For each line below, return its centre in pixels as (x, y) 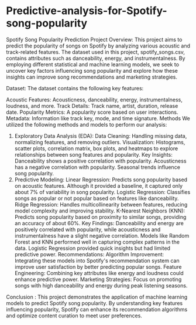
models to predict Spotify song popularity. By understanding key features (94, 303)
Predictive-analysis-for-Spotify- (87, 11)
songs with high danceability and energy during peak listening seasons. (101, 285)
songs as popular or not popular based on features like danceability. (97, 198)
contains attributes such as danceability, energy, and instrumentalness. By (96, 58)
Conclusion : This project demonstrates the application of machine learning (97, 297)
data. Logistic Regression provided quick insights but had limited (92, 248)
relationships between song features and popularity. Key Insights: (93, 154)
